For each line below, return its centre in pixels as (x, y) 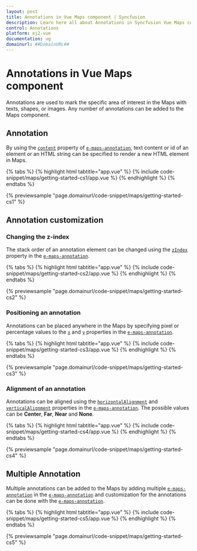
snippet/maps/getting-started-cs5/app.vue (58, 518)
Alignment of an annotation (46, 389)
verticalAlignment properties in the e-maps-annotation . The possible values (98, 407)
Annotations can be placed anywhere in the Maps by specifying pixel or (93, 326)
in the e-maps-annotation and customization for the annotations (110, 494)
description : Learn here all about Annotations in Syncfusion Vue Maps (95, 22)
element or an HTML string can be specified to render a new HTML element (98, 154)
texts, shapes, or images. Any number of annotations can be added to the (95, 108)
